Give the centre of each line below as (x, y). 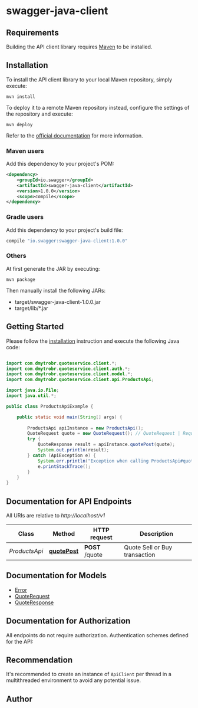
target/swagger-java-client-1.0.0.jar (58, 301)
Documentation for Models (57, 576)
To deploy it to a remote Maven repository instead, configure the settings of (98, 107)
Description (156, 533)
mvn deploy (19, 124)
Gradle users (25, 217)
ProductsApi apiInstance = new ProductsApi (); (85, 428)
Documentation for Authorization (68, 621)
